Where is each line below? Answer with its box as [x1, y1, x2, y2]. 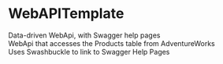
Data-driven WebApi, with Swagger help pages [8, 30, 161, 40]
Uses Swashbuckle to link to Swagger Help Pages [8, 47, 170, 56]
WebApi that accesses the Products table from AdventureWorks [8, 38, 215, 48]
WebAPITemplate [8, 5, 125, 23]
